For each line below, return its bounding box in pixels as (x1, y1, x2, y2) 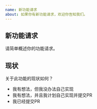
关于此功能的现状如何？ (5, 75, 53, 82)
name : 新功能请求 (5, 7, 37, 12)
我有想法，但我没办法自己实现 (12, 86, 74, 92)
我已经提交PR (12, 99, 40, 105)
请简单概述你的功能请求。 (5, 46, 58, 52)
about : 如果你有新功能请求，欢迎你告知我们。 (5, 12, 88, 17)
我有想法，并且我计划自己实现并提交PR (12, 92, 93, 98)
